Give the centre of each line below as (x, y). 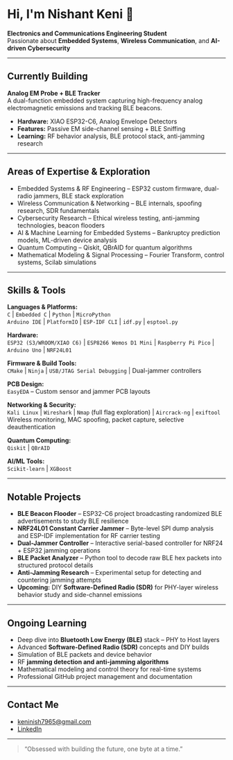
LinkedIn (29, 729)
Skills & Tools (36, 290)
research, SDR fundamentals (58, 210)
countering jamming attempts (59, 580)
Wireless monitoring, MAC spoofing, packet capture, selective (96, 420)
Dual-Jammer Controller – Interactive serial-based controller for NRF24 (120, 543)
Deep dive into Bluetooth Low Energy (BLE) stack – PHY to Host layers (118, 640)
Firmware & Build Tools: (42, 363)
